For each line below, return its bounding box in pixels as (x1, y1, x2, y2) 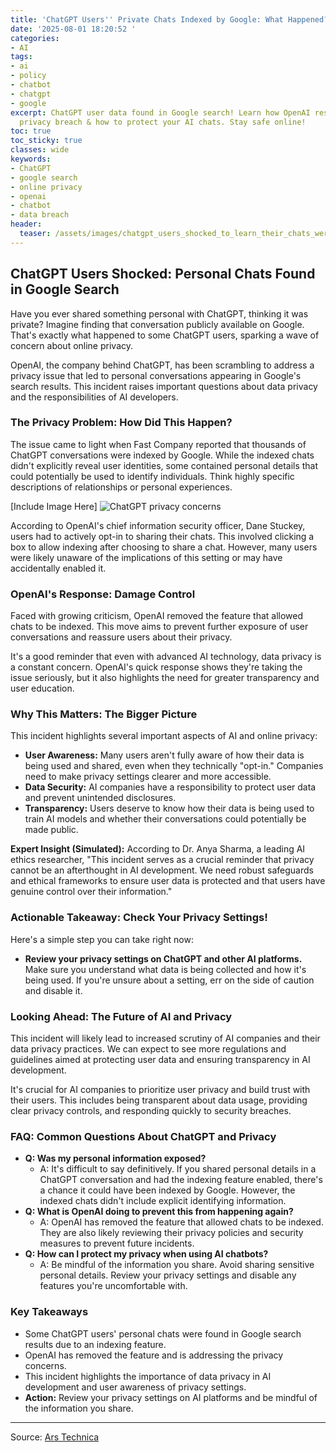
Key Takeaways (10, 1305, 89, 1319)
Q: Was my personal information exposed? (24, 1152, 207, 1165)
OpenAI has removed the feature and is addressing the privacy (24, 1349, 284, 1361)
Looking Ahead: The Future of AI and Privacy (10, 1009, 233, 1023)
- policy (10, 71, 47, 81)
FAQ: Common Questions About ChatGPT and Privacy (10, 1129, 277, 1143)
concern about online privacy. (10, 339, 134, 351)
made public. (24, 824, 79, 836)
